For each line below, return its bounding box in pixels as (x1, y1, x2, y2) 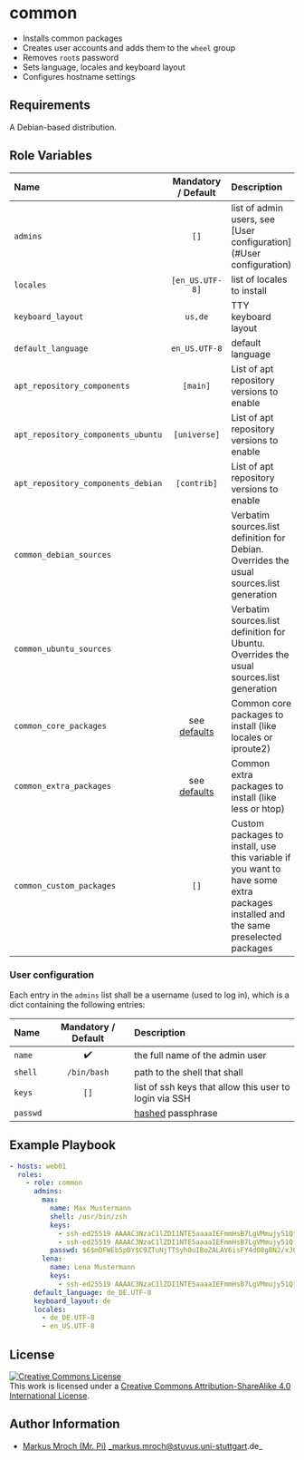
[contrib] (176, 478, 218, 488)
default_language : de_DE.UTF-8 (33, 1288, 152, 1297)
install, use (230, 840, 277, 852)
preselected (230, 930, 282, 943)
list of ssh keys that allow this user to (134, 1080, 290, 1093)
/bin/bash (66, 1066, 109, 1077)
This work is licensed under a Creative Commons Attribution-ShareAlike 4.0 (9, 1380, 291, 1391)
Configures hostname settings (22, 71, 136, 82)
